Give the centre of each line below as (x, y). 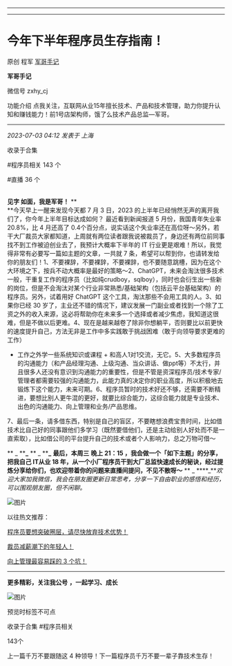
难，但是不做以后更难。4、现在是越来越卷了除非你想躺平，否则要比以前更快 (115, 322)
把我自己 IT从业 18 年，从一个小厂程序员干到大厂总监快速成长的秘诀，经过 (112, 461)
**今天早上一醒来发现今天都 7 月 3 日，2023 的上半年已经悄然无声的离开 (110, 210)
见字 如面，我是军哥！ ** (42, 201)
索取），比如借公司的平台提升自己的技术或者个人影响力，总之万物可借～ (114, 438)
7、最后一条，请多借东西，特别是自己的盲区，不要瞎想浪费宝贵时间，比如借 (115, 421)
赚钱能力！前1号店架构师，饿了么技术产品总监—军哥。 (96, 114)
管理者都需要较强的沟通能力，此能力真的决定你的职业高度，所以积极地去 (120, 380)
